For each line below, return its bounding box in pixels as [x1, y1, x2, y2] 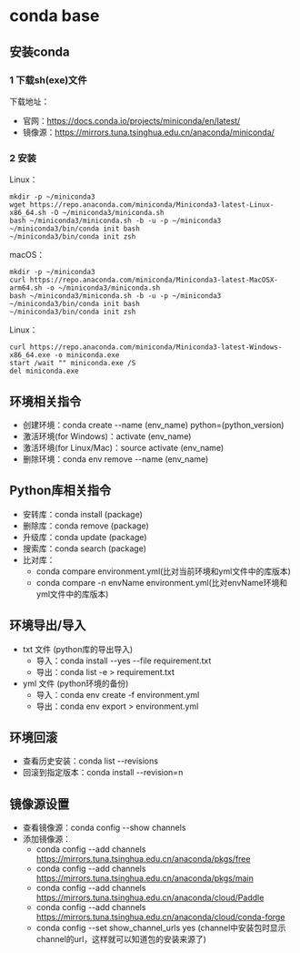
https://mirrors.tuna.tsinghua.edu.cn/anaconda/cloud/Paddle [35, 892, 265, 903]
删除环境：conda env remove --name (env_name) [22, 453, 209, 465]
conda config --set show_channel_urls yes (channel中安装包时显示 [35, 922, 286, 934]
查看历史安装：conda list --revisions [22, 755, 159, 766]
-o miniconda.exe [54, 351, 120, 360]
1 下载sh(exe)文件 [9, 74, 88, 87]
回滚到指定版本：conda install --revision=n [22, 767, 184, 778]
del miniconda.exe [9, 366, 79, 376]
